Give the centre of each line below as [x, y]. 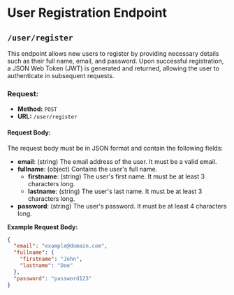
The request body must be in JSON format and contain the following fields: [115, 148]
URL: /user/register [47, 116]
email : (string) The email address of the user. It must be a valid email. [117, 161]
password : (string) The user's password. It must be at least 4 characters [122, 206]
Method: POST [37, 109]
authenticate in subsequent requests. [61, 76]
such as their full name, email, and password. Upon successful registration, [116, 61]
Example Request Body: [43, 227]
